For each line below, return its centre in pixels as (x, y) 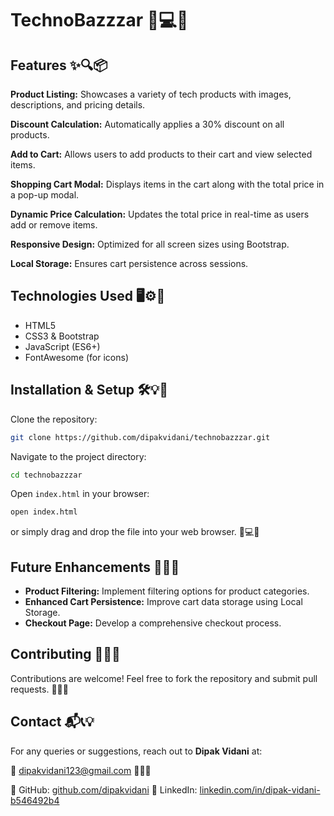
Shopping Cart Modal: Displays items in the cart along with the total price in (167, 184)
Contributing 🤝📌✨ (65, 654)
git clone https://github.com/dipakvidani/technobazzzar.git (140, 437)
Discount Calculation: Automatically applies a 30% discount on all (147, 124)
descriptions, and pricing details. (78, 105)
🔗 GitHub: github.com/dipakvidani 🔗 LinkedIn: (104, 789)
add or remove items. (54, 225)
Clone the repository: (54, 419)
